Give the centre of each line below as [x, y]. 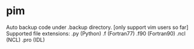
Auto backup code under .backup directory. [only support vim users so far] [97, 27]
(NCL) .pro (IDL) [26, 40]
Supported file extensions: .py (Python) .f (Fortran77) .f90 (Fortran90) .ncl [96, 33]
